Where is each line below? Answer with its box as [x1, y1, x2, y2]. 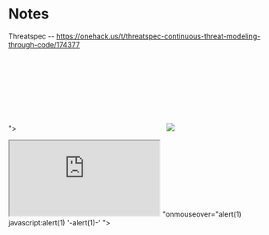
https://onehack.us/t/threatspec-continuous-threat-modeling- [55, 31, 261, 41]
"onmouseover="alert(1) [162, 209, 242, 219]
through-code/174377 [8, 39, 80, 49]
